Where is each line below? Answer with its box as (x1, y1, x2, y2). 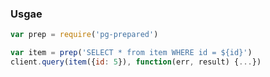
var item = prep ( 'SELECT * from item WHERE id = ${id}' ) (10, 48, 253, 58)
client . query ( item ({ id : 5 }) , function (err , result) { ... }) (10, 57, 262, 67)
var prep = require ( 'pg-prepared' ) (10, 30, 159, 40)
